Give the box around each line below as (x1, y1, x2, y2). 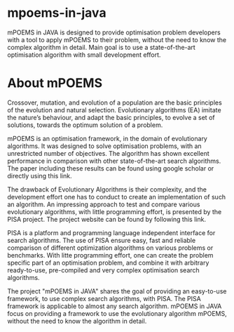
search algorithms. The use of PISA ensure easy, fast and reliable (7, 236, 196, 244)
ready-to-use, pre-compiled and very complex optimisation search (7, 265, 200, 274)
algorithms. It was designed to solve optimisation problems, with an (7, 142, 202, 150)
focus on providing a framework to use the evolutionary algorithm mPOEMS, (7, 309, 228, 317)
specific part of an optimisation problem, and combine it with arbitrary (7, 258, 209, 267)
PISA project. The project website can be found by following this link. (7, 215, 207, 223)
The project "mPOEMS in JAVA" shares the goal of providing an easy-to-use (7, 286, 227, 296)
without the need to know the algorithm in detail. (7, 317, 147, 325)
